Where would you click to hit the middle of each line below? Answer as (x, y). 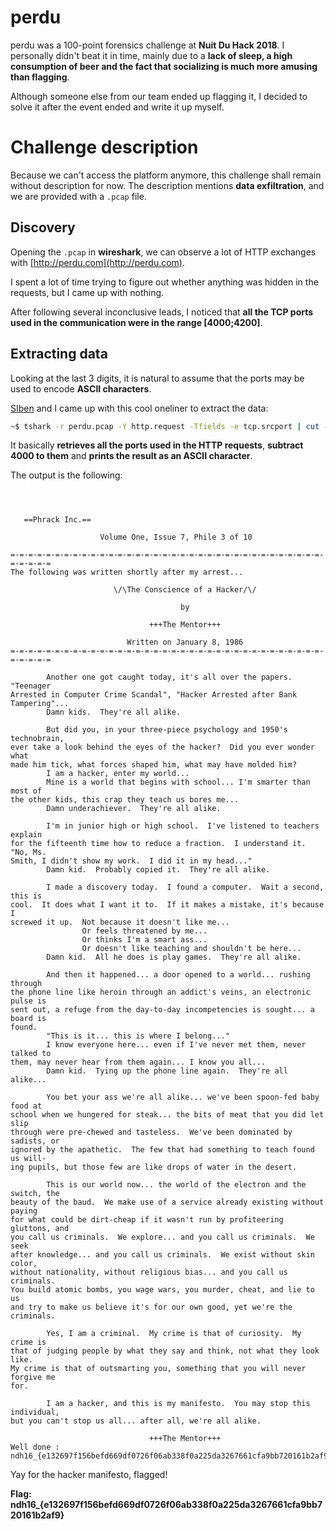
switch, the (35, 1194)
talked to (31, 1054)
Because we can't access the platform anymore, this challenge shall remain (166, 175)
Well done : (35, 1447)
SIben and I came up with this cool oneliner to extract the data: (139, 408)
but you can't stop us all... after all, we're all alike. (136, 1421)
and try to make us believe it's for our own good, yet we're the (151, 1307)
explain (26, 835)
